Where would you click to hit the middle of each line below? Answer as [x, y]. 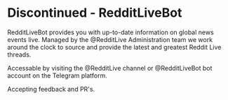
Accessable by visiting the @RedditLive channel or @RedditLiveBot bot [110, 68]
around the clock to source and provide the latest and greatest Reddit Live [114, 47]
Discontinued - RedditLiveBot [95, 13]
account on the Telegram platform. [57, 76]
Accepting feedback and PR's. [51, 89]
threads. [19, 55]
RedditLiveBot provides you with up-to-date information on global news [110, 32]
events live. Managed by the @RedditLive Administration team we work [110, 39]
